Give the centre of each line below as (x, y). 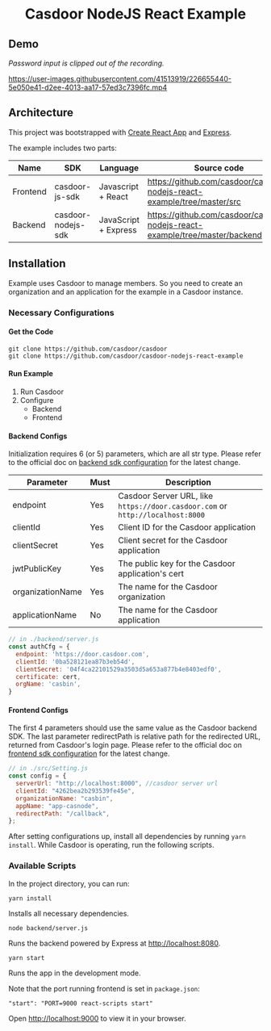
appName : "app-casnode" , (57, 806)
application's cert (151, 574)
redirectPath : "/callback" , (63, 813)
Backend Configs (38, 436)
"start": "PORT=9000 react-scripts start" (81, 1003)
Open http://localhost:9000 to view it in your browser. (98, 1018)
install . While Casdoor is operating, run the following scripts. (111, 845)
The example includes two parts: (63, 148)
